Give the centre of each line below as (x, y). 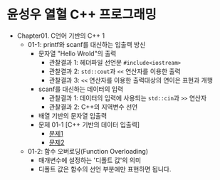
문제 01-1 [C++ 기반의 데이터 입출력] (89, 125)
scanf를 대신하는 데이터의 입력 (81, 89)
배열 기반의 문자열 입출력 (73, 115)
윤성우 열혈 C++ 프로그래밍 (82, 15)
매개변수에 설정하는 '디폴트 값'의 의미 (90, 160)
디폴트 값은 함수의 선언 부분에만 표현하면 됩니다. (105, 169)
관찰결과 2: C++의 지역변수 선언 (93, 107)
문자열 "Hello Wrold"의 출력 (77, 53)
